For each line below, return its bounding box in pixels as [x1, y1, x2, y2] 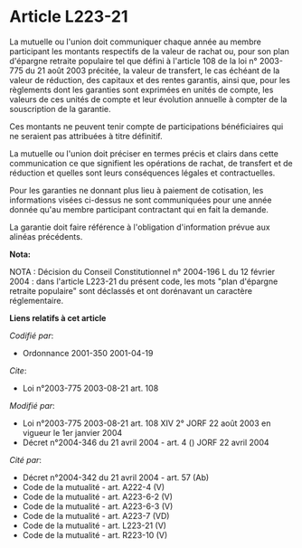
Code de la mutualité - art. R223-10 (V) [22, 529, 168, 540]
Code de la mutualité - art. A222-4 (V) [22, 481, 165, 492]
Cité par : [9, 454, 42, 465]
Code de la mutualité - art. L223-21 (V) [22, 520, 167, 531]
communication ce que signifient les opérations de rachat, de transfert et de [9, 157, 294, 168]
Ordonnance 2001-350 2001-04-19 [22, 347, 154, 358]
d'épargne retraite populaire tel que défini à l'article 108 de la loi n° [9, 55, 258, 66]
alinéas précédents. [9, 231, 83, 241]
